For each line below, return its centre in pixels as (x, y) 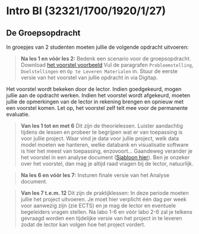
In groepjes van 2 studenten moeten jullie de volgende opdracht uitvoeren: (97, 47)
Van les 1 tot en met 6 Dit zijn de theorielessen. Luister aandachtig (102, 126)
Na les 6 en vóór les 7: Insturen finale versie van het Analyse (95, 175)
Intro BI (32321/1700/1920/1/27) (86, 11)
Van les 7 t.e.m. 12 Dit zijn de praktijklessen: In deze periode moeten (105, 193)
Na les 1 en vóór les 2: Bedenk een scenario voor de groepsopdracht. (106, 58)
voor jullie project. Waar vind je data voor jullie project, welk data (100, 138)
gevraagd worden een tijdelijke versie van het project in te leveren (101, 218)
